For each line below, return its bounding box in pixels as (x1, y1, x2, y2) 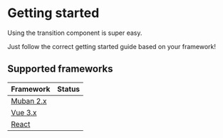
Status (56, 84, 81, 94)
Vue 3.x (11, 107, 37, 117)
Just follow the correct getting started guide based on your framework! (7, 42, 216, 51)
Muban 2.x (11, 96, 48, 106)
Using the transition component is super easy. (7, 28, 142, 37)
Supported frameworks (7, 63, 113, 75)
